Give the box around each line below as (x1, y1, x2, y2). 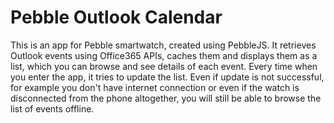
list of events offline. (10, 102, 95, 115)
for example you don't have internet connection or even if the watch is (10, 81, 300, 93)
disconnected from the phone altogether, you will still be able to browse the (10, 92, 322, 104)
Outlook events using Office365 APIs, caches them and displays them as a (10, 49, 318, 61)
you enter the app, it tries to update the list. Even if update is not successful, (10, 71, 325, 83)
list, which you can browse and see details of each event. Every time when (10, 60, 318, 72)
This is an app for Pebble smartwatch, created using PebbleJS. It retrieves (10, 39, 317, 51)
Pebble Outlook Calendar (10, 6, 223, 29)
